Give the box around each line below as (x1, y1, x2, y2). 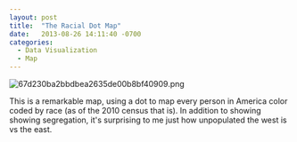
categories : (9, 37, 54, 47)
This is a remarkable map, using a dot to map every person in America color (9, 96, 288, 106)
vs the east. (9, 124, 53, 134)
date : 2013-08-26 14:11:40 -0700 (9, 29, 142, 38)
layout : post (9, 12, 58, 22)
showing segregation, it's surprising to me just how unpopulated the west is (9, 114, 287, 125)
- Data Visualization (17, 46, 98, 55)
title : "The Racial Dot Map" (9, 21, 122, 30)
